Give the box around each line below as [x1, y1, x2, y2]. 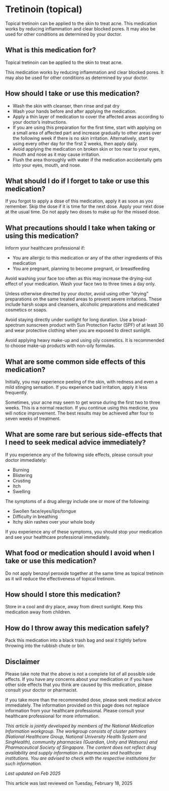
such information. [5, 761, 42, 767]
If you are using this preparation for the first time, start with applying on [12, 124, 162, 130]
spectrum [5, 322, 25, 328]
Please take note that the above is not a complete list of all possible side [5, 671, 156, 677]
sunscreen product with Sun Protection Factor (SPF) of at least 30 [26, 322, 164, 328]
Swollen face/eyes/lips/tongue [12, 508, 76, 514]
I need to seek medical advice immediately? [5, 438, 146, 447]
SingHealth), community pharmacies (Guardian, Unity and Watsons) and [5, 739, 158, 745]
